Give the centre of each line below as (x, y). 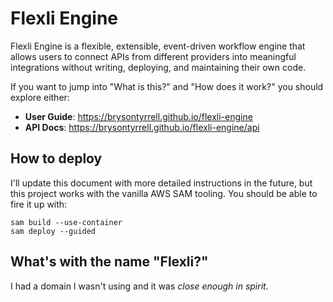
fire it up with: (39, 204)
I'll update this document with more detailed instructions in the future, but (161, 183)
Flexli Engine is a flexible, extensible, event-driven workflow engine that (158, 46)
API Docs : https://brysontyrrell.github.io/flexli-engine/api (142, 127)
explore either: (40, 97)
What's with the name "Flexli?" (109, 262)
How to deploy (56, 158)
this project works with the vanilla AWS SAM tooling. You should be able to (164, 193)
